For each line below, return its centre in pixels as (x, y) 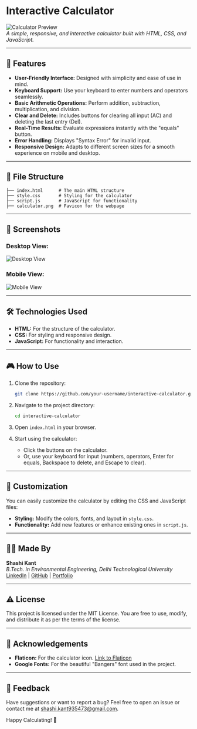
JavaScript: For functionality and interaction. (69, 341)
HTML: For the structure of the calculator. (65, 329)
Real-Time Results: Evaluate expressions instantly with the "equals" (97, 128)
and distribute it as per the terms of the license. (63, 620)
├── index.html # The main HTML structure (65, 190)
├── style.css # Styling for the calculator (69, 195)
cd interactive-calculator (47, 416)
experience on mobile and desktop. (57, 153)
